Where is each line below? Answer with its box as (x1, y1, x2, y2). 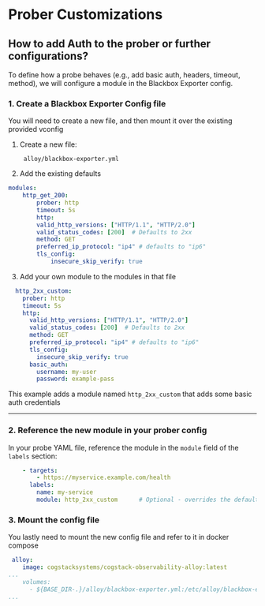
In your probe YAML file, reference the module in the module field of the (8, 443, 239, 452)
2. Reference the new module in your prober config (8, 425, 207, 436)
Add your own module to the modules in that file (19, 271, 176, 281)
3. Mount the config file (8, 514, 100, 526)
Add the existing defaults (19, 169, 101, 178)
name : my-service (36, 488, 93, 496)
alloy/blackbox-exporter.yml (23, 155, 120, 163)
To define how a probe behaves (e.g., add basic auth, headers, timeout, (8, 70, 241, 80)
